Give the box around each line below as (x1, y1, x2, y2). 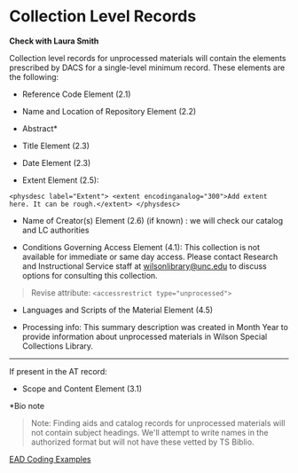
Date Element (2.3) (21, 157, 91, 168)
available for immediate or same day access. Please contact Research (21, 251, 278, 262)
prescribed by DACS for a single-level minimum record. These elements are (9, 62, 286, 73)
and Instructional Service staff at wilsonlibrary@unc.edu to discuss (21, 260, 268, 272)
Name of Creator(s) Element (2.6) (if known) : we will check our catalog (21, 215, 284, 225)
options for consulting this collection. (21, 270, 158, 280)
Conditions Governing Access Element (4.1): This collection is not (21, 241, 260, 252)
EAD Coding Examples (9, 453, 91, 464)
